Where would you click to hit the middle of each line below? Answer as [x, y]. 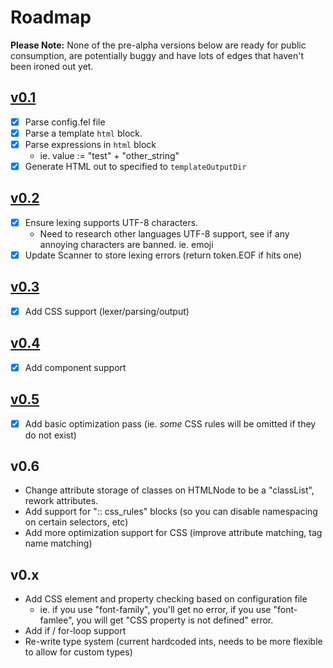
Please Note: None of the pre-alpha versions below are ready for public [158, 45]
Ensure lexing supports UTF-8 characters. [111, 222]
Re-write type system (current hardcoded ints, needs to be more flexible [173, 642]
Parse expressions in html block [90, 144]
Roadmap [51, 17]
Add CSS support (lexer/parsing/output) [107, 311]
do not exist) [50, 435]
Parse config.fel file [65, 122]
